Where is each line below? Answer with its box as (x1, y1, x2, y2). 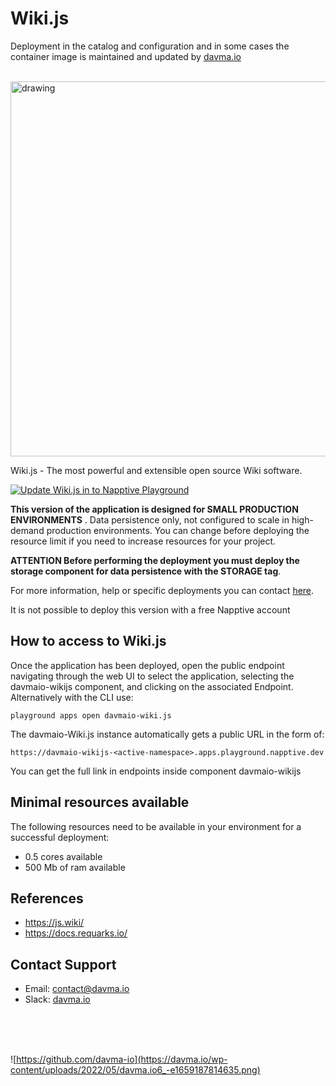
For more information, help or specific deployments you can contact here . (10, 584, 315, 596)
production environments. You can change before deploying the (46, 524, 310, 536)
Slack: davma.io (24, 993, 91, 1006)
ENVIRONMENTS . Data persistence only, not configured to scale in (10, 513, 290, 526)
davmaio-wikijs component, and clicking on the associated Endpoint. (10, 680, 294, 692)
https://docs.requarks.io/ (24, 927, 128, 939)
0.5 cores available (24, 850, 103, 862)
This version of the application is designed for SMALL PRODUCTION (10, 503, 299, 515)
